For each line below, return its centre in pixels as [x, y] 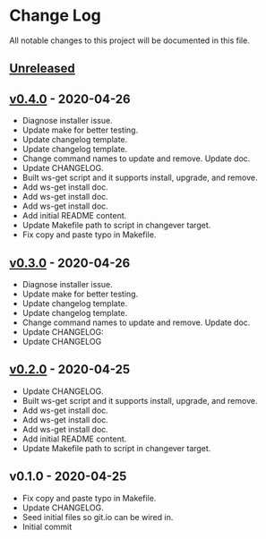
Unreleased [43, 68]
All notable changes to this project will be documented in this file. [130, 40]
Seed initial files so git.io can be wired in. [98, 517]
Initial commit [47, 526]
